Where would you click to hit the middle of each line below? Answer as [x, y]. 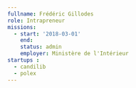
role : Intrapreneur [36, 21]
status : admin [41, 47]
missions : [22, 27]
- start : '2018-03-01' [47, 34]
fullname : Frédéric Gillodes [51, 14]
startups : [23, 60]
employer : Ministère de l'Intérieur [75, 54]
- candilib [30, 67]
